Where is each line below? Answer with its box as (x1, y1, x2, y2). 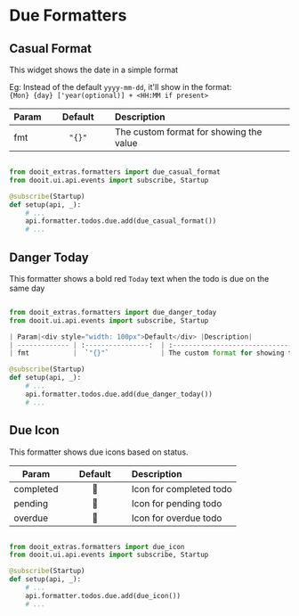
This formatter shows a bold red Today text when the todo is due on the (9, 273, 270, 283)
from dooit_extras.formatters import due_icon (9, 542, 185, 551)
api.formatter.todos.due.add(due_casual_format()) (25, 217, 217, 226)
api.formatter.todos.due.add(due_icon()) (25, 591, 181, 600)
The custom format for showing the (114, 126, 263, 138)
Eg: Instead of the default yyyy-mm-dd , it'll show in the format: (9, 82, 232, 92)
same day (9, 283, 45, 293)
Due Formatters (9, 5, 127, 26)
